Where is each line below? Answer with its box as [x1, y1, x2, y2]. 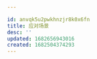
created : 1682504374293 [7, 42, 75, 49]
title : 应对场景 [7, 22, 49, 29]
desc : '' [7, 29, 32, 36]
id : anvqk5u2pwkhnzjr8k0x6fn [7, 16, 90, 23]
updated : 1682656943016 [7, 35, 75, 42]
